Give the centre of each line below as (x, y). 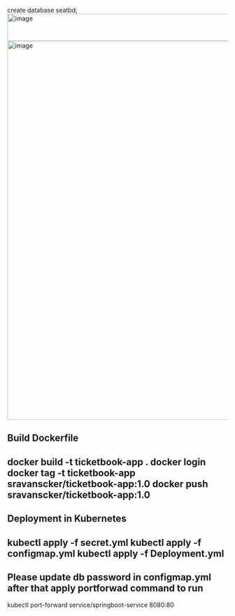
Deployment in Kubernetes (67, 519)
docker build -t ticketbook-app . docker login (107, 462)
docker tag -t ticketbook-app (72, 473)
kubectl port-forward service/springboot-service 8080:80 (91, 605)
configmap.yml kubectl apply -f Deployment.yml (116, 553)
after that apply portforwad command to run (105, 588)
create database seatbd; (43, 10)
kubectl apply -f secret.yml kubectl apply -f (104, 542)
